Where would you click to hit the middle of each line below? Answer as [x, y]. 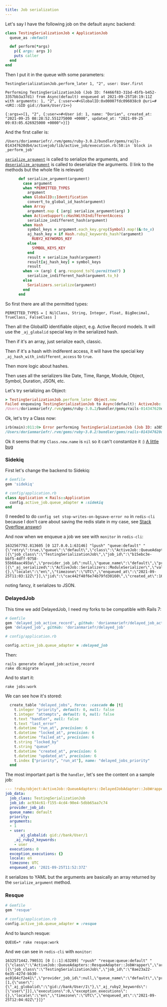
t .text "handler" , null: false [46, 719]
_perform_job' [20, 150]
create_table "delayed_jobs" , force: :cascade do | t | [66, 705]
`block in [142, 145]
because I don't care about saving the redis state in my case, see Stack [78, 522]
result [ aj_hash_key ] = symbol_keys [64, 262]
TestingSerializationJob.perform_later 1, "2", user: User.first [74, 84]
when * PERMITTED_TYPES [46, 188]
